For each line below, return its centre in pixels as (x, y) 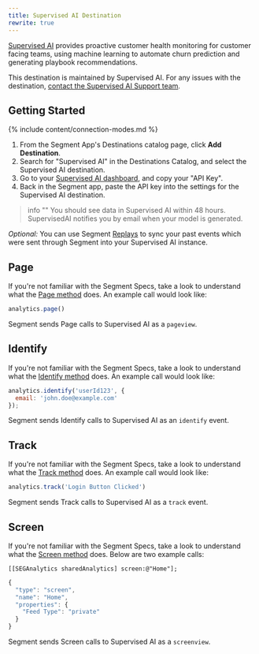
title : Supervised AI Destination (65, 15)
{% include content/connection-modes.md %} (83, 129)
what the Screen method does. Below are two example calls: (106, 554)
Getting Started (47, 110)
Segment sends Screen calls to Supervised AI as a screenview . (109, 642)
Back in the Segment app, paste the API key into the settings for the (129, 187)
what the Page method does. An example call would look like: (107, 295)
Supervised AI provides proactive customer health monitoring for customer (130, 45)
